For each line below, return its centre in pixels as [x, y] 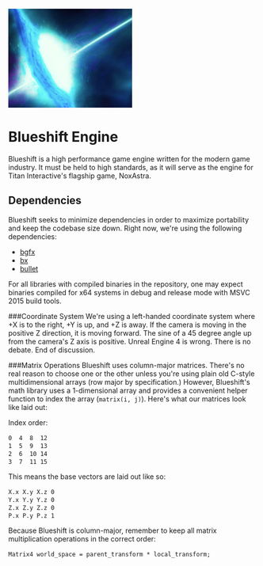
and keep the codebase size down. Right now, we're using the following [125, 228]
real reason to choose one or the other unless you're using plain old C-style [131, 374]
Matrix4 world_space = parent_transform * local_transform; [110, 554]
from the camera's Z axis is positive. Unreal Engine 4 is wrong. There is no [130, 341]
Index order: [28, 422]
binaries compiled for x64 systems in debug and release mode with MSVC [130, 292]
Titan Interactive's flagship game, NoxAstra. [80, 176]
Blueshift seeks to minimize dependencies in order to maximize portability [129, 219]
